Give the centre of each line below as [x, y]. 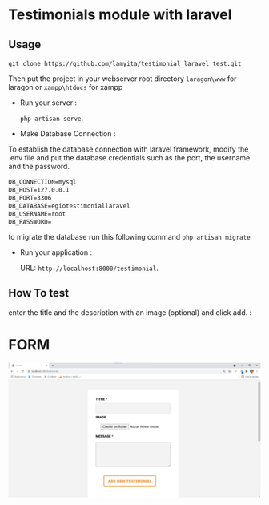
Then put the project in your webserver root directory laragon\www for [122, 79]
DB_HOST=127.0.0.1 [39, 190]
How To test [39, 293]
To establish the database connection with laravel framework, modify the [128, 149]
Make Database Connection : [68, 133]
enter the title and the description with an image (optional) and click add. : [130, 312]
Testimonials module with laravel [120, 15]
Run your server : [48, 103]
